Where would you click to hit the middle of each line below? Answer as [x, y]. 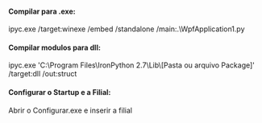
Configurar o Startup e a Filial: [60, 92]
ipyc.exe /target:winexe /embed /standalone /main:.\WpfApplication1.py [127, 29]
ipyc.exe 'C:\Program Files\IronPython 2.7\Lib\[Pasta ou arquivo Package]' [132, 65]
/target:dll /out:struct [43, 74]
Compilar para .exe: [42, 11]
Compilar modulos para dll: [54, 47]
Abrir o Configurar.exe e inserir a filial [71, 110]
